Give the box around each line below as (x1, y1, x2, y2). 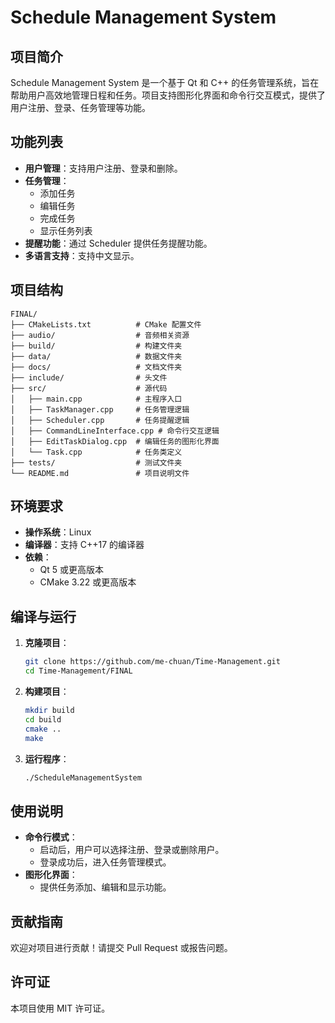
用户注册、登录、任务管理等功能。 (10, 102, 151, 113)
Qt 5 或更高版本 (39, 564, 105, 576)
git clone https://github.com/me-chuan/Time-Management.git (24, 657, 281, 667)
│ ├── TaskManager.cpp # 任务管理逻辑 (10, 404, 190, 415)
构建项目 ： (24, 686, 70, 697)
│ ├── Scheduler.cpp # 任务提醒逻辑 (10, 415, 190, 425)
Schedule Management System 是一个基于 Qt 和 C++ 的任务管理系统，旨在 (10, 77, 320, 88)
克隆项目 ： (24, 637, 70, 649)
